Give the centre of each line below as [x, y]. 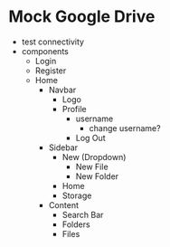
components [45, 51]
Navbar [62, 90]
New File [92, 166]
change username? [125, 128]
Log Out [90, 138]
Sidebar [63, 147]
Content [63, 204]
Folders [76, 224]
